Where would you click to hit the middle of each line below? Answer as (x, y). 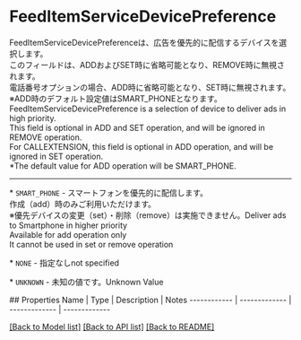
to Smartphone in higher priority (69, 225)
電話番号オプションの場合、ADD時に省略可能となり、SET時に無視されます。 (150, 87)
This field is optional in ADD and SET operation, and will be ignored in (138, 127)
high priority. (33, 118)
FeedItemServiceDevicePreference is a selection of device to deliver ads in (148, 109)
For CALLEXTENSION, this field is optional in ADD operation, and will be (142, 146)
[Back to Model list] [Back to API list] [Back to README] (112, 327)
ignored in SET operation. (56, 156)
